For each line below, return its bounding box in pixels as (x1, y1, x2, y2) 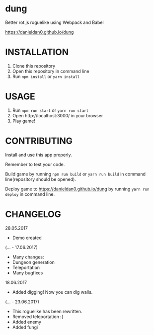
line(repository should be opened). (5, 176, 76, 182)
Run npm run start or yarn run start (12, 107, 89, 113)
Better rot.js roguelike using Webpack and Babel (5, 19, 104, 25)
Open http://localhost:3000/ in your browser (12, 112, 103, 118)
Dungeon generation (12, 259, 55, 265)
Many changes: (12, 254, 44, 260)
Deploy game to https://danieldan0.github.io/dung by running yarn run (5, 186, 150, 192)
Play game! (12, 118, 36, 124)
